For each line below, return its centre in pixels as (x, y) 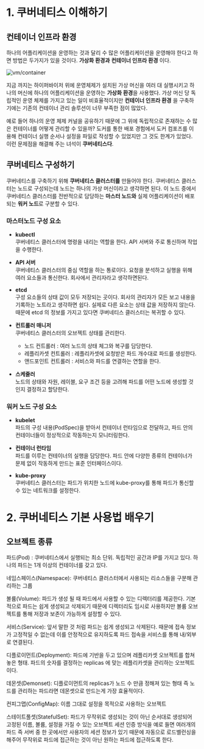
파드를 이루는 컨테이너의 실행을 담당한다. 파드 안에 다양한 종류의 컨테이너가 (104, 456)
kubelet (25, 420)
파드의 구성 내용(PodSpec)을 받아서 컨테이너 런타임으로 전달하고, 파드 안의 (104, 428)
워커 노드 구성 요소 (32, 407)
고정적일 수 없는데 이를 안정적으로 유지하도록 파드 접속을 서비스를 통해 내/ (100, 634)
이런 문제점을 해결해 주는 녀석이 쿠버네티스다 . (60, 144)
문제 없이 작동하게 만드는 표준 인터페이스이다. (69, 464)
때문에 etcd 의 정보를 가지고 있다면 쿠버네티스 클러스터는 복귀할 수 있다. (100, 312)
